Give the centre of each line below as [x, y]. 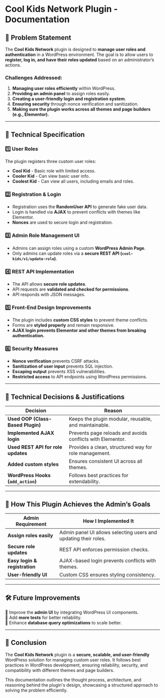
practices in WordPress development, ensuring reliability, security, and [77, 665]
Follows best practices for [98, 476]
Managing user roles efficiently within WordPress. [64, 88]
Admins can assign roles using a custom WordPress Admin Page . [79, 248]
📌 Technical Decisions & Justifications [65, 397]
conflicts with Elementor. [97, 439]
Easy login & [22, 561]
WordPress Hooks [29, 476]
